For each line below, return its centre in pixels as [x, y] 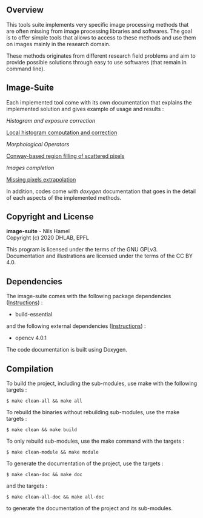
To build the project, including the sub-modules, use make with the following [102, 383]
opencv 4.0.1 [31, 338]
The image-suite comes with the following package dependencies [89, 296]
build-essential [34, 315]
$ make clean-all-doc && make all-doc [55, 497]
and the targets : [27, 486]
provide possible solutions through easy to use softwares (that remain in [96, 62]
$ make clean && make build [42, 430]
